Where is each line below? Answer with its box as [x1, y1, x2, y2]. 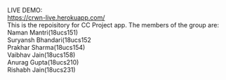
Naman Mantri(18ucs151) [7, 28, 79, 36]
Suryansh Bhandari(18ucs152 [7, 36, 91, 44]
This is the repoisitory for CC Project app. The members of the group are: [7, 21, 220, 29]
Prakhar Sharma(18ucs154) [7, 44, 86, 51]
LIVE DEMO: [7, 6, 43, 14]
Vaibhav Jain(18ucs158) [7, 51, 76, 59]
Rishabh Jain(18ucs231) [7, 66, 76, 74]
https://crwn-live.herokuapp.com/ [7, 13, 105, 22]
